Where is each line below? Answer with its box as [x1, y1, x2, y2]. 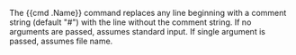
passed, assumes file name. [9, 35, 113, 46]
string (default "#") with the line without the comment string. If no [9, 17, 252, 27]
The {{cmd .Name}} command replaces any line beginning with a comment [9, 8, 287, 18]
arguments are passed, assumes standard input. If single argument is [9, 27, 265, 36]
